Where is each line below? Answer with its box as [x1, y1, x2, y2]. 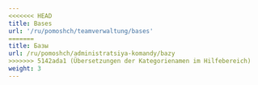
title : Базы [8, 42, 49, 50]
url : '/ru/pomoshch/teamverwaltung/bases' [8, 27, 154, 35]
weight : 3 [8, 65, 42, 73]
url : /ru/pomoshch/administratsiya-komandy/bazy [8, 49, 176, 57]
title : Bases [8, 19, 53, 28]
